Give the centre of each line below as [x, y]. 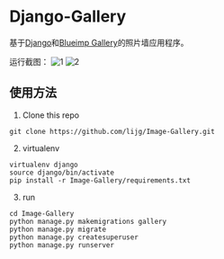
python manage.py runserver [62, 245]
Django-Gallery [68, 17]
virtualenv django [44, 165]
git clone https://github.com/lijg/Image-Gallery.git [112, 131]
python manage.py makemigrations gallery [88, 221]
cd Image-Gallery [42, 213]
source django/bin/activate [62, 173]
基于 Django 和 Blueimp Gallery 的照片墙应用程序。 [99, 42]
